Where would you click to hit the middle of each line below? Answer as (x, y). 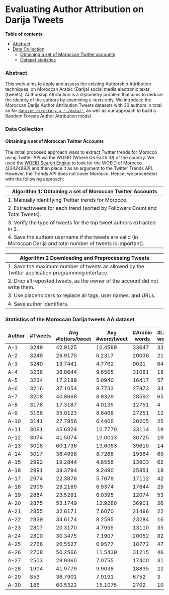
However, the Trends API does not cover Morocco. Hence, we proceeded (81, 174)
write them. (21, 287)
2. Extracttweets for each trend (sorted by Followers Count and (82, 208)
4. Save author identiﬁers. (38, 304)
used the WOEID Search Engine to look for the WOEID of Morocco (74, 163)
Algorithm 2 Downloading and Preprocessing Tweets (84, 258)
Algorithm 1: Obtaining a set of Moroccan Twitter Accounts (84, 192)
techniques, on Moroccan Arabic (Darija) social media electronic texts (77, 89)
